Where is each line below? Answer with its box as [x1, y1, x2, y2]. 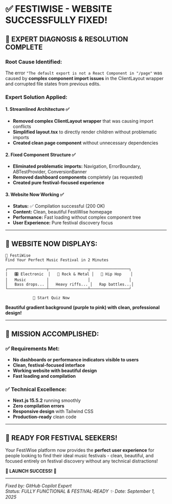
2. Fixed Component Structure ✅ [5, 151, 76, 158]
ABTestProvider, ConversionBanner [12, 169, 87, 175]
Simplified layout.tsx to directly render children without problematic [12, 129, 157, 135]
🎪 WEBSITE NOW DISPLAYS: [5, 239, 98, 248]
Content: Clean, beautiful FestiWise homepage [12, 209, 113, 215]
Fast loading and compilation [12, 373, 76, 379]
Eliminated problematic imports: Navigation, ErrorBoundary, [12, 163, 141, 169]
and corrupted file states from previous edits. [5, 81, 101, 87]
